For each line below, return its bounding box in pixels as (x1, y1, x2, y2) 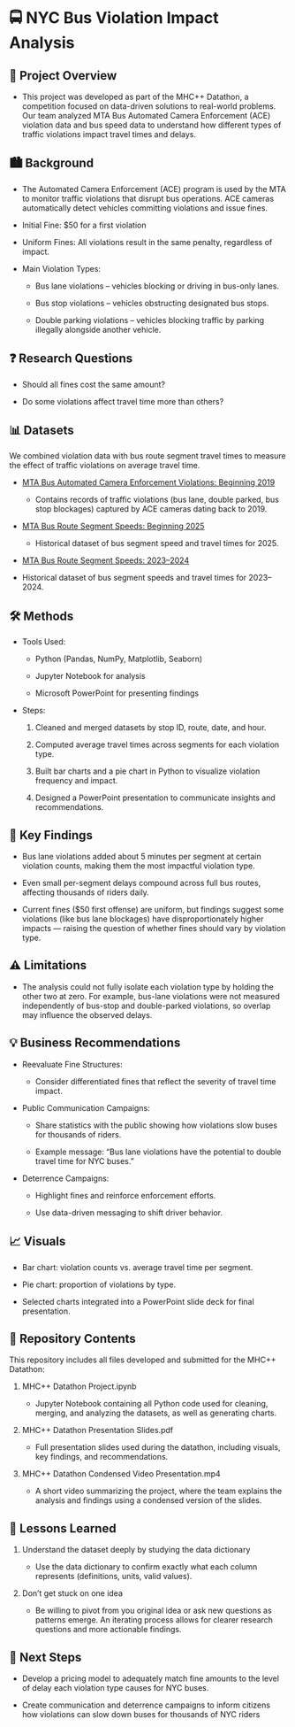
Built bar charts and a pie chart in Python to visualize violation (34, 766, 261, 776)
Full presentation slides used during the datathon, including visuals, (34, 1442, 281, 1453)
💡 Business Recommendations (9, 1036, 181, 1051)
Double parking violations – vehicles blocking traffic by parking (34, 314, 265, 325)
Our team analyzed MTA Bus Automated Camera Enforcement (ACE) (21, 111, 271, 120)
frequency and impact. (34, 775, 118, 786)
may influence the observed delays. (21, 1009, 153, 1020)
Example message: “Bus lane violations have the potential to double (34, 1146, 282, 1157)
